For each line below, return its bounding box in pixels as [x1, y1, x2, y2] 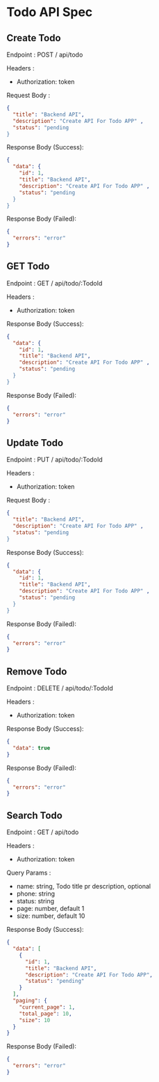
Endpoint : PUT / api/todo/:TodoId [6, 455, 103, 464]
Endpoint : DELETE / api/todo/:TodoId [6, 684, 113, 692]
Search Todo [6, 809, 63, 821]
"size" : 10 [19, 1016, 51, 1023]
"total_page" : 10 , [19, 1010, 72, 1017]
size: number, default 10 [16, 912, 85, 920]
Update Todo [6, 437, 64, 449]
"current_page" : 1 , [19, 1003, 76, 1011]
